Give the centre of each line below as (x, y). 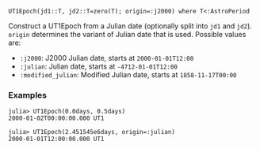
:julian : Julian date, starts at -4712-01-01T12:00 (99, 66)
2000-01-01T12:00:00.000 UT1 (56, 139)
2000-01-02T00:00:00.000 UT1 (56, 118)
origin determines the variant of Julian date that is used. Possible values (127, 34)
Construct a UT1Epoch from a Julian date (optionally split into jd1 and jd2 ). (130, 26)
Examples (28, 95)
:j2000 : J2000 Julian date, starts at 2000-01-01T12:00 (107, 58)
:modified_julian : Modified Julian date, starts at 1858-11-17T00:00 (128, 74)
